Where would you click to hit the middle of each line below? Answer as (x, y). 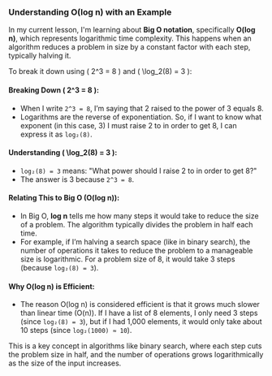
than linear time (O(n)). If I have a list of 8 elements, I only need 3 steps (139, 313)
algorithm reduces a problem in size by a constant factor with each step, (130, 47)
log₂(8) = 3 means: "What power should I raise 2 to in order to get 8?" (138, 171)
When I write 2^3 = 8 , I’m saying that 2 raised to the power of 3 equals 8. (142, 108)
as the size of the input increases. (65, 363)
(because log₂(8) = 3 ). (59, 267)
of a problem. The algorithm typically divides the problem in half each (136, 224)
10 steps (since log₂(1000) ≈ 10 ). (76, 331)
